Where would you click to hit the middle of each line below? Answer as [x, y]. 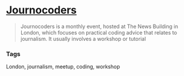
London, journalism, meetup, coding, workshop [63, 67]
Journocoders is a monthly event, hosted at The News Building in [99, 26]
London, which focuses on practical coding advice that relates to [99, 32]
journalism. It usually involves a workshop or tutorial [83, 39]
